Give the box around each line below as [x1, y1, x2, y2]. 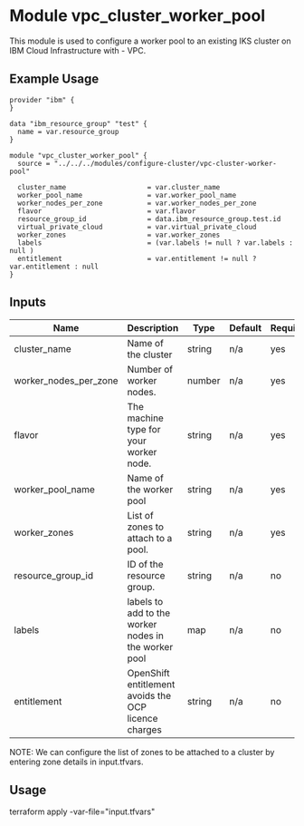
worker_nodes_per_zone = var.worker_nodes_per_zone [17, 199, 257, 208]
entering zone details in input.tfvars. [9, 756, 144, 767]
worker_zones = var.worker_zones [17, 230, 221, 239]
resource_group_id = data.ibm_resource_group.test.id [17, 214, 281, 223]
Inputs [9, 295, 47, 310]
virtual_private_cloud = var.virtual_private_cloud [17, 222, 257, 231]
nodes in [127, 629, 165, 642]
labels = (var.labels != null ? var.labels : [17, 238, 294, 248]
